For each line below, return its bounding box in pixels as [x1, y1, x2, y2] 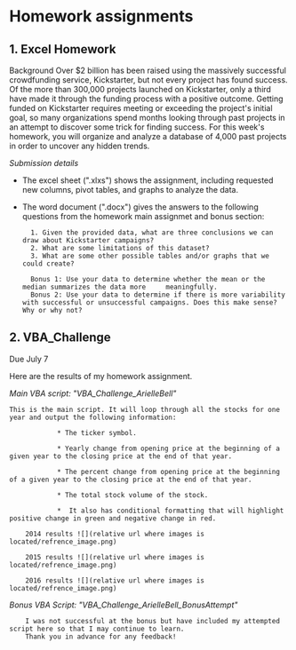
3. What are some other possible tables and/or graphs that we [30, 251, 269, 260]
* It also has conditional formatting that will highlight [56, 506, 284, 515]
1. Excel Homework [9, 42, 116, 57]
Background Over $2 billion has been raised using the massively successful [9, 65, 287, 75]
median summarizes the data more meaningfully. [21, 282, 218, 291]
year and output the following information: [9, 413, 177, 422]
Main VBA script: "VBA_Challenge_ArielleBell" [9, 388, 177, 399]
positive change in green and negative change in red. [9, 513, 217, 523]
